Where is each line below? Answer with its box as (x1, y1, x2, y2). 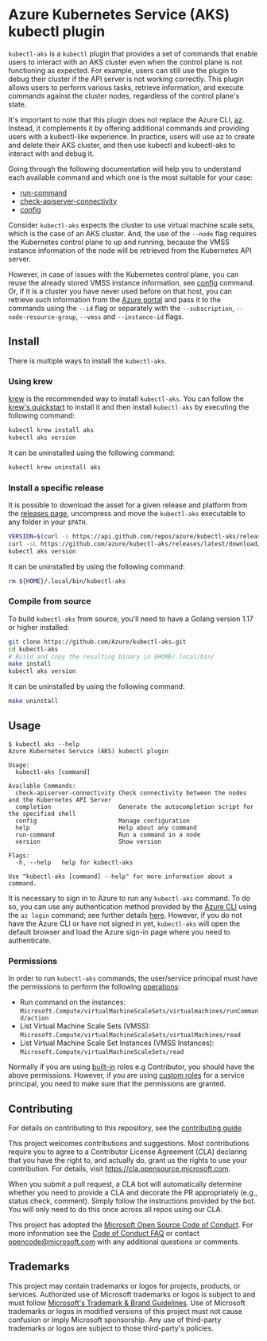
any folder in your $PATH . (8, 517, 88, 527)
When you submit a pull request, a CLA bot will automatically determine (8, 1179, 242, 1188)
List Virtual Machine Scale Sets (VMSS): (19, 1021, 151, 1031)
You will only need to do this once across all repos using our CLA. (8, 1204, 223, 1214)
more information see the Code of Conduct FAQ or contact (8, 1228, 200, 1238)
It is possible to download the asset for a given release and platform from (8, 499, 248, 510)
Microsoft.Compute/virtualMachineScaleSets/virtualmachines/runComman (19, 1008, 259, 1016)
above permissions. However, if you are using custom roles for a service (8, 1071, 245, 1080)
